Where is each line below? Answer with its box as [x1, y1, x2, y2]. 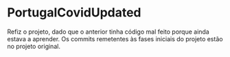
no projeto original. [7, 42, 60, 50]
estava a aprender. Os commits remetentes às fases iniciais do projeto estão [7, 34, 223, 43]
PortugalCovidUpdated [7, 5, 142, 21]
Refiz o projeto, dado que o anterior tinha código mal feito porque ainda [7, 27, 209, 36]
